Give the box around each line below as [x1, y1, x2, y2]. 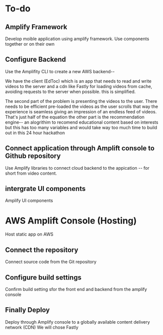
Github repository [5, 152, 61, 160]
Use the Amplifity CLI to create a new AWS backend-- [5, 68, 115, 74]
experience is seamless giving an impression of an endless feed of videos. [5, 108, 157, 114]
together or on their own [5, 41, 55, 47]
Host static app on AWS [5, 231, 53, 238]
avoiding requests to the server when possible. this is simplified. [5, 89, 136, 95]
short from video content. [5, 170, 57, 176]
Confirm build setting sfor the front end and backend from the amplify [5, 287, 147, 292]
